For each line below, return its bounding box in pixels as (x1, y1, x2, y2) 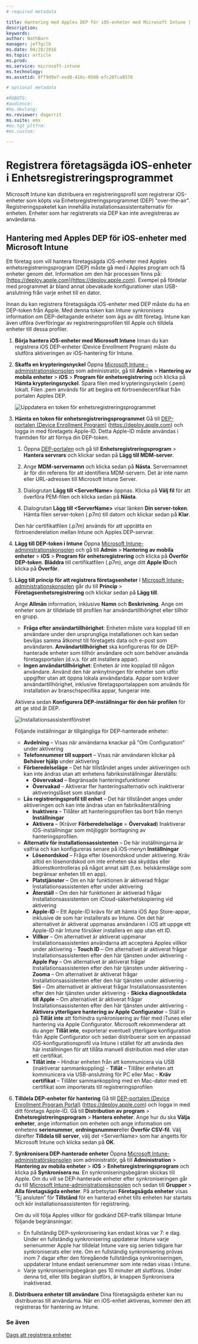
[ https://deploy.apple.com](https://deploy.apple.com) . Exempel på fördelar (6, 276, 187, 284)
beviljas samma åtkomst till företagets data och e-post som (23, 637, 167, 644)
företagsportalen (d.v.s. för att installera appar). (23, 655, 139, 663)
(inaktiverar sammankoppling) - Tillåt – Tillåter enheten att (32, 1065, 174, 1072)
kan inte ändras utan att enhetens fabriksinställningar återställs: (23, 770, 178, 777)
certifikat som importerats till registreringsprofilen (32, 1083, 153, 1091)
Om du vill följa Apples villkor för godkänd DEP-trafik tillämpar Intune (14, 1212, 181, 1218)
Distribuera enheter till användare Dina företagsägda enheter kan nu (14, 1291, 183, 1297)
